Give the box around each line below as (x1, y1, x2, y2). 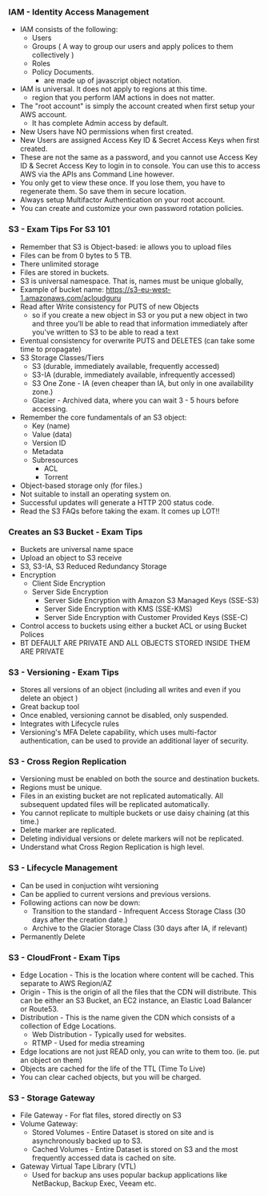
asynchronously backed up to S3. (31, 1136, 142, 1145)
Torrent (43, 472, 69, 481)
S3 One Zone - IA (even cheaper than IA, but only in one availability (31, 378, 254, 387)
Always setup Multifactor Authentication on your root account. (19, 195, 226, 205)
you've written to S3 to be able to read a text (31, 327, 179, 337)
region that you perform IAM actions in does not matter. (31, 93, 215, 103)
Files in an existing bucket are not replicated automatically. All (19, 791, 224, 801)
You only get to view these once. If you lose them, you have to (19, 178, 226, 188)
